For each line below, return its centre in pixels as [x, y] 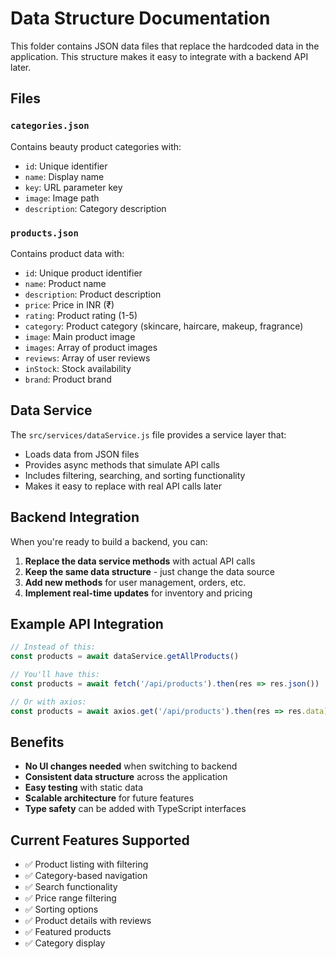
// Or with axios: [48, 702]
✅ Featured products [68, 932]
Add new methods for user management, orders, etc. [135, 582]
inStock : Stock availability [78, 368]
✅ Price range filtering [70, 898]
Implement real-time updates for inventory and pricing [138, 593]
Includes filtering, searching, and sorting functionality [135, 475]
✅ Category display [65, 943]
